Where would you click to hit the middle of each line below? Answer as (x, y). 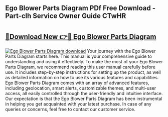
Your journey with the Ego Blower (121, 51)
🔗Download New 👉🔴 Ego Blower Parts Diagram (81, 37)
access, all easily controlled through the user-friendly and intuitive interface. (84, 93)
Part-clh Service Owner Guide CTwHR (66, 16)
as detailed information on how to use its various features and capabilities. (82, 77)
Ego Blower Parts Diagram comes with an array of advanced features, (77, 83)
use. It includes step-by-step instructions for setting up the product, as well (83, 72)
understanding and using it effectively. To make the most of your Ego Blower (84, 61)
